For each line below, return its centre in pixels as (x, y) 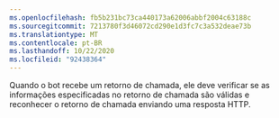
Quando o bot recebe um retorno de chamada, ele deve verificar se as (139, 85)
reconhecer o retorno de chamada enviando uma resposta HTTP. (130, 104)
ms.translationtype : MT (54, 34)
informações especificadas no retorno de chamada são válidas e (130, 95)
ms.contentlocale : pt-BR (56, 43)
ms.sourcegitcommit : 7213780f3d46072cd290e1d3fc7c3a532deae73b (130, 26)
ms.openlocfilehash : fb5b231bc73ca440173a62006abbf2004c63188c (130, 18)
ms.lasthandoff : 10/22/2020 (62, 51)
